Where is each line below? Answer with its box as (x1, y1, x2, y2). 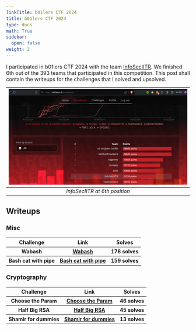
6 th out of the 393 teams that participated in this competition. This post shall (6, 69, 190, 76)
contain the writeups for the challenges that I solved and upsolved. (6, 75, 167, 82)
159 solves (110, 257, 139, 264)
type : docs (6, 22, 33, 27)
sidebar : (6, 34, 27, 40)
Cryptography (6, 273, 47, 281)
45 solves (119, 307, 145, 314)
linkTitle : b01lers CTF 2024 (6, 9, 77, 15)
